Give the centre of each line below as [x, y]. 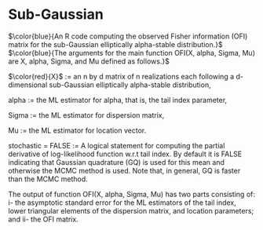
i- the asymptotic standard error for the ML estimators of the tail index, [122, 203]
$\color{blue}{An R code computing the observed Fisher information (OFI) [128, 36]
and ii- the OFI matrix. [43, 219]
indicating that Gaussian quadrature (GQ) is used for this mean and [117, 162]
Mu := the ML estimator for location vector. [77, 130]
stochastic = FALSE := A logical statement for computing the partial [117, 145]
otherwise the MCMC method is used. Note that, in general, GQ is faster [124, 170]
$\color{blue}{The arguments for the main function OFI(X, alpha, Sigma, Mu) [132, 53]
